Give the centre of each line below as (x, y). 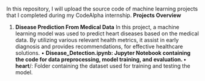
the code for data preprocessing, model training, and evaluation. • (101, 59)
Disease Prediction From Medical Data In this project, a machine (97, 27)
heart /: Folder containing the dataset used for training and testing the (103, 66)
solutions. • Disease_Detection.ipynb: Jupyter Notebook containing (103, 53)
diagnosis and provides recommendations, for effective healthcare (99, 46)
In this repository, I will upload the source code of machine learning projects (102, 9)
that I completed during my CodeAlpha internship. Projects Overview (94, 15)
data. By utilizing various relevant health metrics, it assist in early (97, 40)
